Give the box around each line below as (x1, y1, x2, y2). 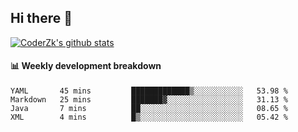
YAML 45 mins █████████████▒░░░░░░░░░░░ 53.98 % (10, 86, 288, 96)
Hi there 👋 (10, 10, 73, 27)
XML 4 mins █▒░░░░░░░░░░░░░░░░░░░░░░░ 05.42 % (10, 112, 288, 123)
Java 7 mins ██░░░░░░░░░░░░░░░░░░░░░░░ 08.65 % (10, 104, 288, 114)
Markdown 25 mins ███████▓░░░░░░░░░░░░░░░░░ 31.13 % (10, 95, 288, 105)
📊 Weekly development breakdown (10, 60, 162, 72)
